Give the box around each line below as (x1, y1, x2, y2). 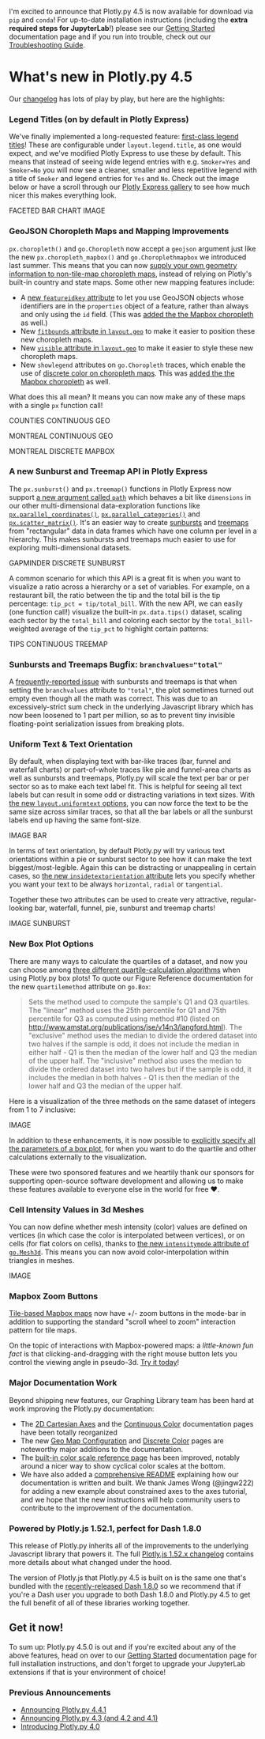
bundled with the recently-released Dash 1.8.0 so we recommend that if (9, 1581, 241, 1590)
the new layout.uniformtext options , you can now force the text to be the (9, 799, 248, 808)
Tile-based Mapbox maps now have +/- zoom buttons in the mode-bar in (9, 1309, 247, 1318)
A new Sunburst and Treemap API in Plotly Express (9, 466, 208, 477)
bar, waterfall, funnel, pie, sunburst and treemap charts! (35, 903, 216, 913)
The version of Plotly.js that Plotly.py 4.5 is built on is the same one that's (9, 1573, 247, 1582)
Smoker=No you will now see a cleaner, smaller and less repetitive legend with (9, 165, 257, 175)
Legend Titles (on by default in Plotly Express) (9, 114, 189, 125)
